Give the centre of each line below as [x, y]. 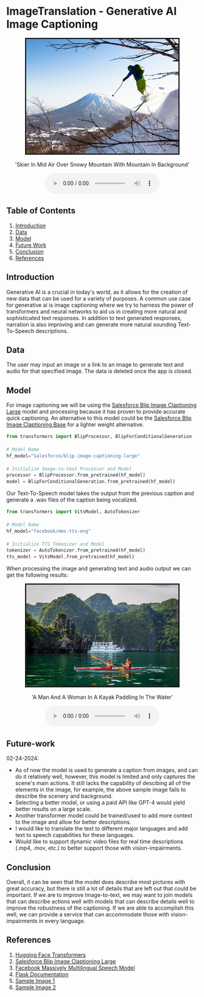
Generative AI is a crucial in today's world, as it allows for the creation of [97, 292]
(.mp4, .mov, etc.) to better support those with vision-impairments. [99, 848]
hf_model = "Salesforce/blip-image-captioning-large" [73, 456]
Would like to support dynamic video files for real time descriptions [99, 842]
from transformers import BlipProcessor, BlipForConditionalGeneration [99, 437]
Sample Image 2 [36, 987]
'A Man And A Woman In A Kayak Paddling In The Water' [102, 697]
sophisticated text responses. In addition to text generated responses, [94, 318]
